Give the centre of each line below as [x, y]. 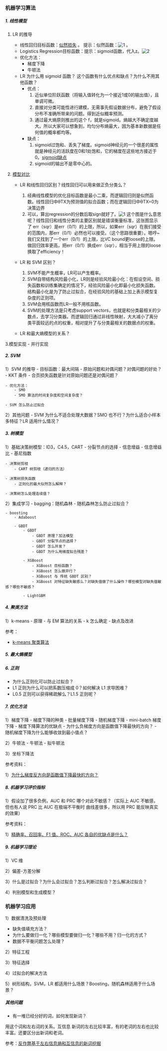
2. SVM [13, 356]
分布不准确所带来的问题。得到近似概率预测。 [81, 113]
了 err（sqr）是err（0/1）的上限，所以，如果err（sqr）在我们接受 [94, 226]
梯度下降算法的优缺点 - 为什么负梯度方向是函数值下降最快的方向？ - [87, 726]
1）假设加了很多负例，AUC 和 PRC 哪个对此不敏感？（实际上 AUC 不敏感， [82, 801]
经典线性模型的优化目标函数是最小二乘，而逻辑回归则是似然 [88, 195]
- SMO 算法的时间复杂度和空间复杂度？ [48, 395]
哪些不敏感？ [24, 587]
